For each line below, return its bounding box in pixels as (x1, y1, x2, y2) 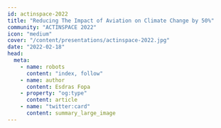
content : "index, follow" (26, 70, 103, 77)
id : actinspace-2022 (7, 10, 69, 18)
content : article (26, 97, 78, 104)
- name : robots (20, 63, 65, 70)
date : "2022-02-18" (7, 43, 65, 50)
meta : (14, 57, 31, 64)
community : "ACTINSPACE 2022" (7, 23, 97, 31)
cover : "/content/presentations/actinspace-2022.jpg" (7, 37, 171, 44)
